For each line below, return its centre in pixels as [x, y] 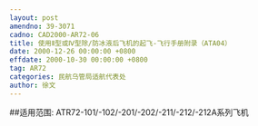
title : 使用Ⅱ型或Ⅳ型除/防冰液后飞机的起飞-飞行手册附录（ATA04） [120, 43]
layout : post [34, 18]
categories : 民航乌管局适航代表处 [68, 77]
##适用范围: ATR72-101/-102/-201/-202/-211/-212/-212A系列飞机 [129, 112]
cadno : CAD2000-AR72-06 [55, 34]
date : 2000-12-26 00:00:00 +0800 [73, 52]
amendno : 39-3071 [42, 26]
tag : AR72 [28, 69]
